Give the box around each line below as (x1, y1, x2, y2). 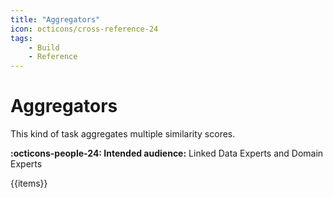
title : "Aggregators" (10, 14, 101, 25)
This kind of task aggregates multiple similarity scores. (10, 128, 236, 140)
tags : (10, 33, 33, 43)
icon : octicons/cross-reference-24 (10, 24, 159, 34)
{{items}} (10, 177, 48, 190)
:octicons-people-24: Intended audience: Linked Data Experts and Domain (10, 147, 324, 160)
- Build (28, 42, 60, 53)
